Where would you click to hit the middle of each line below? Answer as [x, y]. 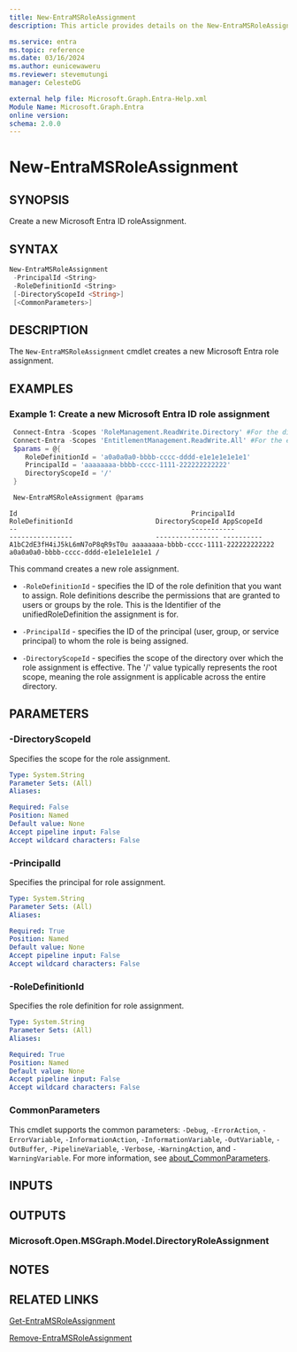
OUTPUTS [38, 1216]
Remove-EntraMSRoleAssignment [71, 1338]
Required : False [39, 807]
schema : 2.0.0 [35, 124]
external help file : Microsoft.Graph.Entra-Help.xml [108, 98]
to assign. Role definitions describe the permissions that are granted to [151, 595]
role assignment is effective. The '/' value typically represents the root [149, 667]
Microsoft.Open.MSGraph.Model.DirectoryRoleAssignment [139, 1241]
